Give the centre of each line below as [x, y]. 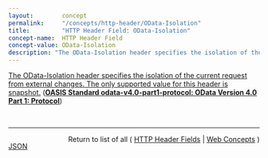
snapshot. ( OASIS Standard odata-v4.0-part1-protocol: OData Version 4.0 [133, 92]
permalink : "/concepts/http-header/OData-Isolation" [105, 23]
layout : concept [48, 16]
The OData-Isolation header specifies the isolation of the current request [128, 75]
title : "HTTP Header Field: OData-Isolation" [100, 30]
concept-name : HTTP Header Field [66, 38]
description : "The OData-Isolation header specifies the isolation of [128, 53]
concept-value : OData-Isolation [62, 45]
